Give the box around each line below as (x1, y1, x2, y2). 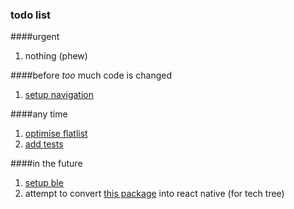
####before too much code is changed (10, 69, 172, 82)
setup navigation (24, 89, 94, 101)
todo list (10, 8, 52, 22)
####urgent (10, 31, 60, 43)
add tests (24, 138, 64, 150)
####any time (10, 108, 68, 120)
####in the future (10, 158, 83, 170)
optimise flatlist (24, 128, 88, 140)
